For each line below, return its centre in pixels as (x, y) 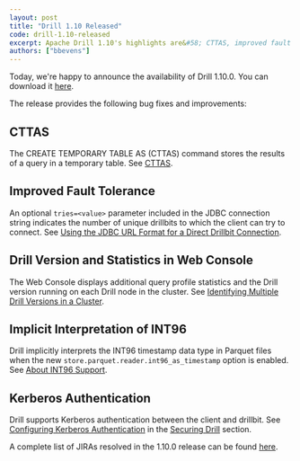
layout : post (34, 18)
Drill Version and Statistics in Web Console (132, 260)
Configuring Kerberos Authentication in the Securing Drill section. (131, 430)
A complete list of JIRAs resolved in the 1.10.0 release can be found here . (144, 447)
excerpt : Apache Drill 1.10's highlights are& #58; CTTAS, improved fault (150, 43)
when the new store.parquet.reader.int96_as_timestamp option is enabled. (149, 360)
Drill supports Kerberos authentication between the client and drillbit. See (145, 420)
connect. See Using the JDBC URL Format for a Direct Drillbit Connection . (146, 232)
